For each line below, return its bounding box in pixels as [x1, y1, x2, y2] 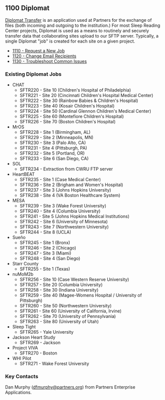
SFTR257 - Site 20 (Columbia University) [19, 282, 103, 288]
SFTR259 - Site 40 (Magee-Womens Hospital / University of [19, 292, 142, 299]
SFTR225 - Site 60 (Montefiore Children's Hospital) [19, 113, 124, 119]
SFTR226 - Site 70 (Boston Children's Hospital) [19, 119, 116, 125]
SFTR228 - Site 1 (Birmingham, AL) [19, 129, 91, 135]
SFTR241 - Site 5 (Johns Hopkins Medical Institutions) [19, 213, 130, 219]
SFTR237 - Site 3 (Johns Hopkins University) [19, 187, 111, 193]
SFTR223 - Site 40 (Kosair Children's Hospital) [19, 103, 115, 109]
